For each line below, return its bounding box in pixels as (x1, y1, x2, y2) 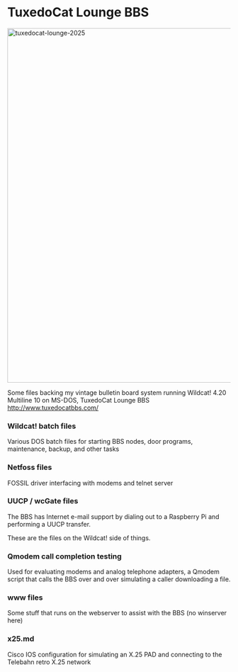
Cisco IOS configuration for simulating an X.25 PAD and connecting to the (7, 650, 222, 659)
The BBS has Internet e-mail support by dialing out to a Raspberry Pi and (7, 512, 220, 521)
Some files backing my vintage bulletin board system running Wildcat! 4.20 (7, 388, 227, 397)
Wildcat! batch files (7, 421, 76, 431)
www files (7, 593, 44, 603)
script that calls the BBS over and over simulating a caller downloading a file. (7, 575, 231, 583)
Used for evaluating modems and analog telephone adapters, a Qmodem (7, 568, 220, 576)
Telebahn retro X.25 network (7, 657, 91, 666)
